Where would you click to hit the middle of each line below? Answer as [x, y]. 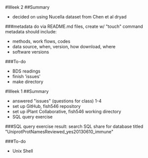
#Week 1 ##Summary [27, 91]
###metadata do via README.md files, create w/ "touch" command [74, 26]
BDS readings [26, 71]
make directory [28, 82]
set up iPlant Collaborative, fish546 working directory [67, 112]
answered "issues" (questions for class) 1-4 [57, 101]
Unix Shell [23, 151]
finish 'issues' [26, 76]
